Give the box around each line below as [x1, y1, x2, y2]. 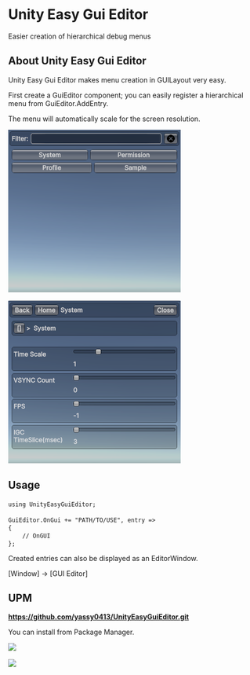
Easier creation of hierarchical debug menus [8, 31, 151, 41]
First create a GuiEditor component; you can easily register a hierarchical [8, 90, 244, 100]
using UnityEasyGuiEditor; [8, 501, 96, 508]
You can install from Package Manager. [8, 627, 135, 637]
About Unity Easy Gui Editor [8, 54, 147, 68]
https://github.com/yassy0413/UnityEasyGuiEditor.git [8, 612, 190, 622]
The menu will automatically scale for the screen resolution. [8, 114, 201, 123]
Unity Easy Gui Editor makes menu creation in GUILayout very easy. [8, 75, 226, 84]
